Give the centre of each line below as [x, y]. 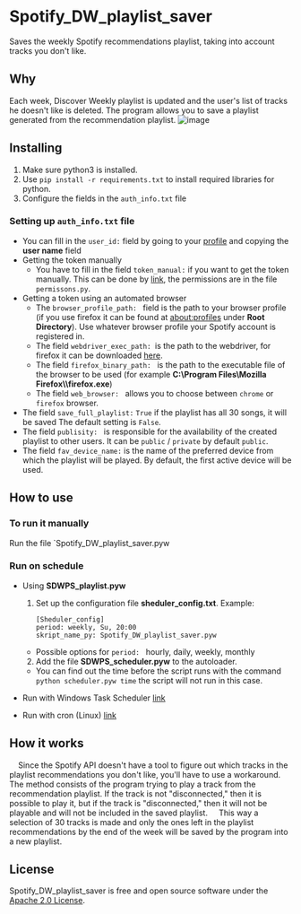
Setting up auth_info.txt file [72, 222]
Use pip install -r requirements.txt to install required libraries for [148, 179]
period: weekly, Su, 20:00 [86, 627]
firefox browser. [67, 403]
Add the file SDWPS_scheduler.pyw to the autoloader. [136, 661]
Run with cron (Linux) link [69, 715]
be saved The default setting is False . [91, 422]
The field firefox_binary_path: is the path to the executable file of [160, 364]
